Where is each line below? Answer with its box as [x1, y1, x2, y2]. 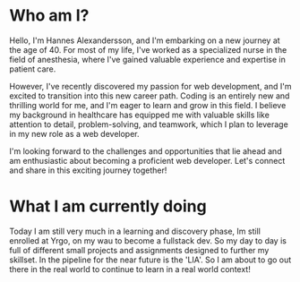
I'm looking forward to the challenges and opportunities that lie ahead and [9, 145, 282, 157]
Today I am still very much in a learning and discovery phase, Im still [9, 226, 261, 236]
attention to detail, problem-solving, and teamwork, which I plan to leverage [9, 118, 288, 130]
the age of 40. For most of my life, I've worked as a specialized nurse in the [9, 44, 287, 55]
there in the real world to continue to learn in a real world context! [9, 263, 251, 274]
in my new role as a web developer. [9, 128, 140, 139]
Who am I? [9, 5, 90, 26]
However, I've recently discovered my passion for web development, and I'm [9, 81, 292, 91]
